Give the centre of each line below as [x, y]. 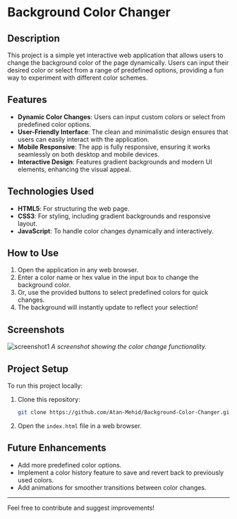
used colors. [36, 480]
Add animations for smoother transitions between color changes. [112, 487]
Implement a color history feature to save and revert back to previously [121, 472]
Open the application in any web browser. [78, 270]
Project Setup [38, 368]
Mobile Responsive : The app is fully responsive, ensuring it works [114, 147]
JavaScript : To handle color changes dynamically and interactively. [115, 231]
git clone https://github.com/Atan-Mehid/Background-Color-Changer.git [125, 413]
